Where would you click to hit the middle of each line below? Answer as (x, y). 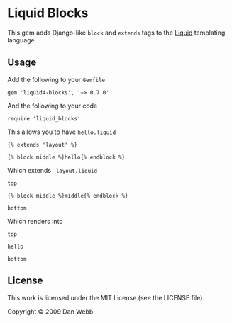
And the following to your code (53, 106)
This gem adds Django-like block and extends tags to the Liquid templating (116, 33)
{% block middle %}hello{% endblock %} (66, 157)
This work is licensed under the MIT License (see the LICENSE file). (106, 297)
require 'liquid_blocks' (44, 118)
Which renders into (35, 221)
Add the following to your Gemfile (56, 79)
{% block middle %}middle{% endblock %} (68, 195)
